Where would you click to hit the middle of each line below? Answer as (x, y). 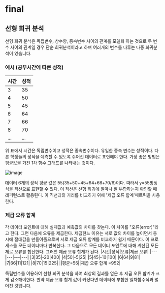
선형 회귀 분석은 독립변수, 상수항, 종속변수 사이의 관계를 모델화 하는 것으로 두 (79, 41)
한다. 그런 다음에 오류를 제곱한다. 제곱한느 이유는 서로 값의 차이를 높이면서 (81, 233)
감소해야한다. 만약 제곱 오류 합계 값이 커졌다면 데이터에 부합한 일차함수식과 (82, 279)
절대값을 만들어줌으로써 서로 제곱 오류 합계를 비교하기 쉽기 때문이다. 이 (82, 239)
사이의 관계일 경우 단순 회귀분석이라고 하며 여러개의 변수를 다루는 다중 (77, 47)
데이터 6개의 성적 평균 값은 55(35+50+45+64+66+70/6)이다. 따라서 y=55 (78, 183)
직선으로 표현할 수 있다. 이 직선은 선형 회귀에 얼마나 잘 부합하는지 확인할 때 (86, 189)
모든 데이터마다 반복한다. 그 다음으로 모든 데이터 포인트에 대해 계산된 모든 (88, 245)
